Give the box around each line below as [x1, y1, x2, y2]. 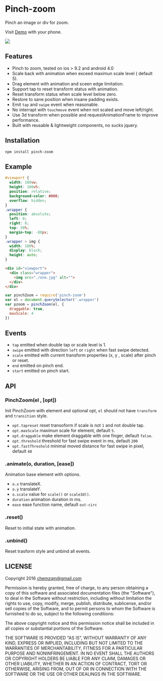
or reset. [12, 358, 29, 363]
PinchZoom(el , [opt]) [5, 397, 57, 403]
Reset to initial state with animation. [5, 525, 76, 531]
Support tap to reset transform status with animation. [12, 86, 118, 92]
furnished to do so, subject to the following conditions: [5, 611, 114, 617]
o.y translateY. [12, 486, 41, 492]
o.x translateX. [12, 481, 42, 487]
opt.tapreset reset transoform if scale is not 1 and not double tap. [12, 422, 145, 428]
